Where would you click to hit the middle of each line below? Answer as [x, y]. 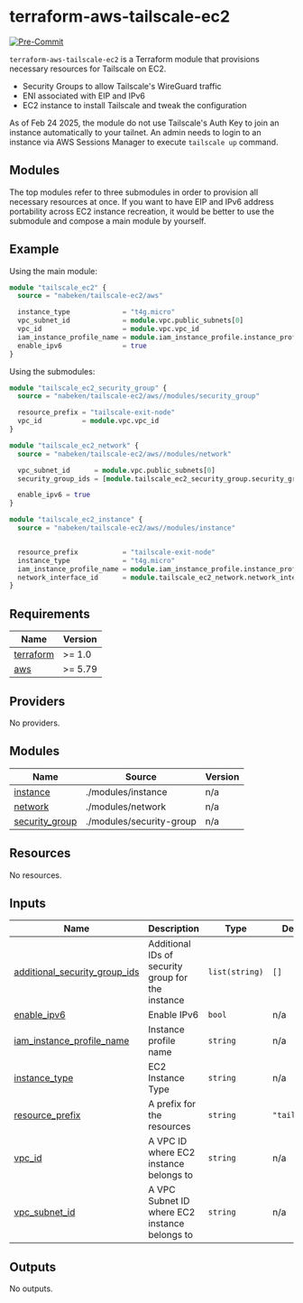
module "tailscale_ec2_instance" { [76, 520]
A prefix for [172, 1104]
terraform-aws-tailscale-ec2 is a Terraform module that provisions [134, 59]
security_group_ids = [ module [74, 479]
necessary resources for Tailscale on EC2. [88, 69]
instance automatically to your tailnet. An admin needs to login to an [135, 132]
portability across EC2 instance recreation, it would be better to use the [142, 211]
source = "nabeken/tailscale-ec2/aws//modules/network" [124, 454]
